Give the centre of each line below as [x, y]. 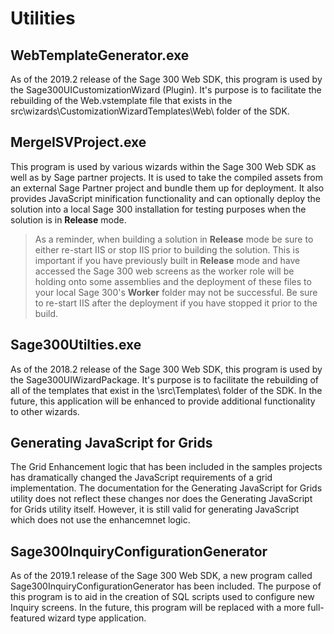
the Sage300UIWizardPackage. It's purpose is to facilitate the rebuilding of [165, 379]
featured [28, 618]
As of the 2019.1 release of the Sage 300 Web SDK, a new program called [161, 576]
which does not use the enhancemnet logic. [100, 520]
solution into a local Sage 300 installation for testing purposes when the [158, 209]
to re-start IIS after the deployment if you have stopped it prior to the [176, 303]
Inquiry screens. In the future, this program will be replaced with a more [158, 608]
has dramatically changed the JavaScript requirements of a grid [141, 478]
